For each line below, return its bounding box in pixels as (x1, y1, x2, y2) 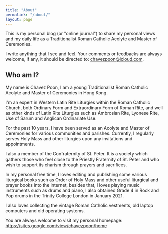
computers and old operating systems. (5, 208, 85, 214)
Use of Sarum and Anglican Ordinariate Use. (5, 115, 97, 121)
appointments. (5, 141, 35, 147)
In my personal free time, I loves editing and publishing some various (5, 172, 147, 178)
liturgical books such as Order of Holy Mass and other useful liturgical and (5, 177, 159, 183)
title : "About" (5, 7, 37, 13)
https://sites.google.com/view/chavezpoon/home (5, 223, 107, 229)
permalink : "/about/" (5, 12, 51, 17)
